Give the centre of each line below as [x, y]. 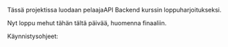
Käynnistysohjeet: [33, 36]
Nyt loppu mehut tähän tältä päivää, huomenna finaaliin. [87, 23]
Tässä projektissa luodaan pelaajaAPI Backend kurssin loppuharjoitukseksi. [114, 10]
